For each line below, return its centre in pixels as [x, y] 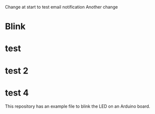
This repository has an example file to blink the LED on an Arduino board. [78, 106]
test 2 [17, 71]
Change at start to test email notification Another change [62, 7]
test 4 [17, 93]
